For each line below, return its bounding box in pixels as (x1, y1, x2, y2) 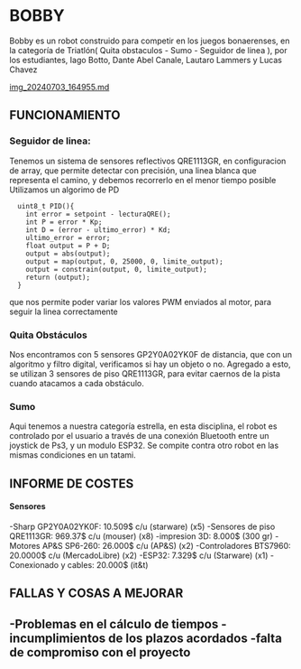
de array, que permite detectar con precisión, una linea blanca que (9, 164, 257, 176)
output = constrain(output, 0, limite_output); (25, 265, 207, 274)
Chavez (9, 64, 38, 75)
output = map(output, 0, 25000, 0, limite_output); (25, 256, 223, 266)
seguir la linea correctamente (9, 306, 119, 317)
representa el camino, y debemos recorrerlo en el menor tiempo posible (9, 174, 277, 185)
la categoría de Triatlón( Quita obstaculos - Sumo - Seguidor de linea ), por (9, 44, 288, 55)
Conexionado (9, 559, 59, 570)
